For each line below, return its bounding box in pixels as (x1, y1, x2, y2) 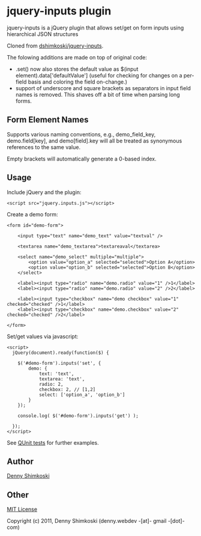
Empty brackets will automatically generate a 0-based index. (7, 155, 157, 162)
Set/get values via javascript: (7, 332, 79, 340)
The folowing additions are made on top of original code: (7, 53, 148, 61)
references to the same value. (7, 143, 80, 151)
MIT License (7, 506, 38, 513)
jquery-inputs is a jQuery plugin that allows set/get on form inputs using (7, 24, 184, 31)
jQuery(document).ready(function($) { (12, 350, 110, 356)
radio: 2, (38, 381, 64, 387)
